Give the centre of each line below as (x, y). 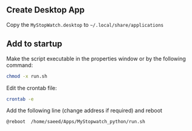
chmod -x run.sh (27, 76)
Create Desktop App (46, 10)
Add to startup (34, 44)
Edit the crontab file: (32, 88)
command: (20, 65)
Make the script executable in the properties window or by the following (96, 58)
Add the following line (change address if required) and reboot (84, 111)
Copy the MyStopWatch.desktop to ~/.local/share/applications (85, 24)
